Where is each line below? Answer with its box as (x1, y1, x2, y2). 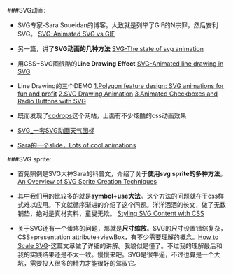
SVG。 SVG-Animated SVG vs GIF (17, 30, 115, 38)
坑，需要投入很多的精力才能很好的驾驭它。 (17, 259, 141, 267)
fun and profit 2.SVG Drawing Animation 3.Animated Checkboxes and (17, 89, 218, 98)
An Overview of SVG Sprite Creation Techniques (17, 178, 157, 185)
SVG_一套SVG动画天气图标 (17, 127, 95, 134)
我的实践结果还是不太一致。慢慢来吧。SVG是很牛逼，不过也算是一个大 (17, 250, 220, 259)
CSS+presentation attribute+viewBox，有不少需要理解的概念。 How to (17, 233, 219, 241)
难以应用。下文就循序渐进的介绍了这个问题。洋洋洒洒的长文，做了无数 (23, 201, 226, 208)
